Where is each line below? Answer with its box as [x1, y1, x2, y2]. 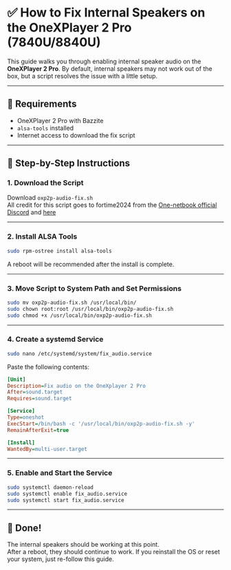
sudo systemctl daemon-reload [7, 483, 94, 491]
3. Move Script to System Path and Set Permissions [7, 283, 182, 293]
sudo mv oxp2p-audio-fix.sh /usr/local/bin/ [7, 299, 137, 306]
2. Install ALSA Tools [7, 232, 78, 241]
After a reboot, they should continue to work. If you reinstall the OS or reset [7, 548, 220, 556]
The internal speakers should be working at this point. [7, 540, 159, 549]
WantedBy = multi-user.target [7, 446, 88, 452]
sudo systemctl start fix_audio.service [7, 496, 125, 503]
